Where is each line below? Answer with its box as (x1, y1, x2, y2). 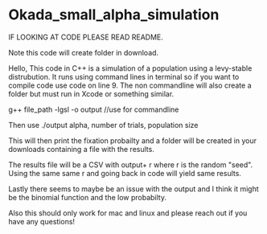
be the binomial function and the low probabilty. (8, 192, 167, 202)
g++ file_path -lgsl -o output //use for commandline (8, 105, 179, 114)
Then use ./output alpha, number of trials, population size (8, 120, 199, 129)
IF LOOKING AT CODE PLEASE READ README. (8, 32, 163, 42)
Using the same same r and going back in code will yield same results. (8, 168, 241, 178)
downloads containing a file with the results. (8, 144, 154, 154)
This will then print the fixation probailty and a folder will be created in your (8, 135, 257, 146)
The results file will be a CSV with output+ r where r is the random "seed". (8, 159, 253, 170)
